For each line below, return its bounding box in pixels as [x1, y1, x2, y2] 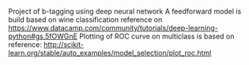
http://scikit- [43, 40, 85, 49]
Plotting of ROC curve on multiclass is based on [78, 31, 235, 41]
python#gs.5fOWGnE [8, 31, 77, 41]
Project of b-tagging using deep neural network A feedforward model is [8, 7, 242, 16]
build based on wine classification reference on [8, 15, 163, 24]
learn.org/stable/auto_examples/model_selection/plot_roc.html [8, 49, 212, 57]
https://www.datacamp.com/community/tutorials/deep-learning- [8, 23, 219, 32]
